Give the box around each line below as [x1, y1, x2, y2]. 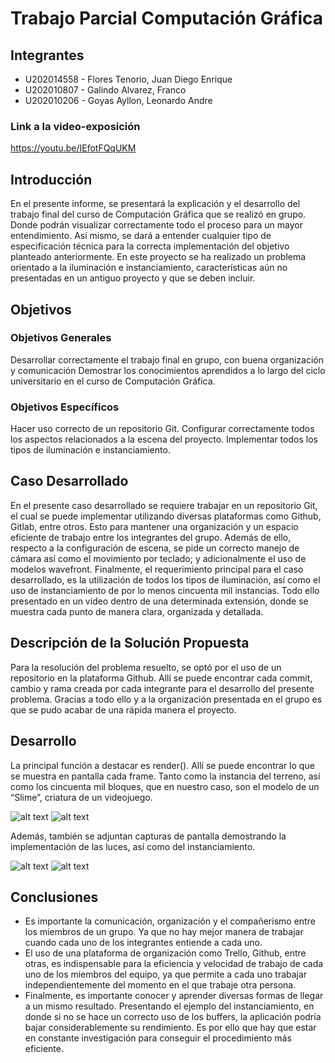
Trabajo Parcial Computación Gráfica [10, 7, 323, 30]
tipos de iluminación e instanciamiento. [10, 444, 171, 456]
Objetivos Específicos [10, 400, 120, 414]
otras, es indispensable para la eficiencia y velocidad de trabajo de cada [24, 958, 324, 970]
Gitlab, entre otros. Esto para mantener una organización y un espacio [10, 520, 299, 532]
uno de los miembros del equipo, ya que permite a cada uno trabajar [24, 968, 308, 981]
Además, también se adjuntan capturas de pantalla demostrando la [10, 830, 287, 842]
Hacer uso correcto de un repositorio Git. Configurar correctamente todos [10, 423, 315, 435]
